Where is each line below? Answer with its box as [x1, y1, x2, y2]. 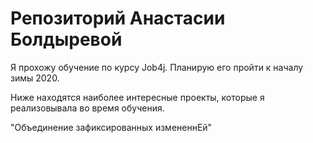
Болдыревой [10, 28, 123, 51]
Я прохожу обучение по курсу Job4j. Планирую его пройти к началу [10, 61, 304, 73]
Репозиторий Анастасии [10, 7, 226, 30]
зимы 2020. [10, 72, 60, 84]
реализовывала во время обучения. [10, 102, 165, 114]
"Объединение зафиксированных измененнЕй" [10, 121, 213, 133]
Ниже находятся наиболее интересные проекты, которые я [10, 91, 265, 103]
